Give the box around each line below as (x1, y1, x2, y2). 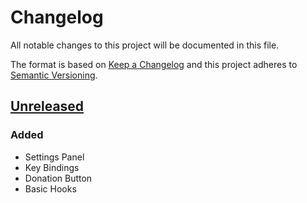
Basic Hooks (24, 182, 77, 195)
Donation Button (24, 172, 93, 184)
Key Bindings (24, 161, 80, 173)
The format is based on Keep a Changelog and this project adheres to (10, 58, 298, 70)
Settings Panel (24, 151, 85, 163)
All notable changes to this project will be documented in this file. (10, 39, 280, 51)
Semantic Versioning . (10, 69, 98, 81)
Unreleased (10, 98, 85, 115)
